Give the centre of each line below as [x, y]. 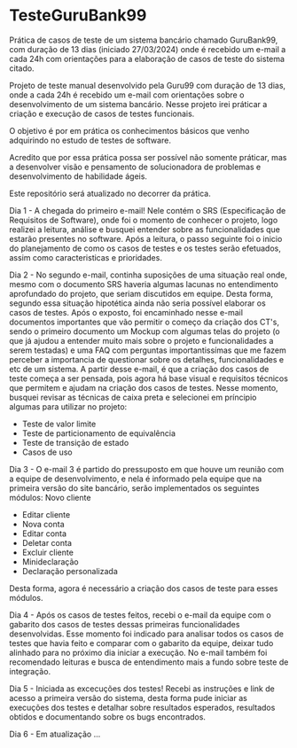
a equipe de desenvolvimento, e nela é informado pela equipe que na [136, 479]
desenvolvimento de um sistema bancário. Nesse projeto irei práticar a [138, 104]
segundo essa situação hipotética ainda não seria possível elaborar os [137, 303]
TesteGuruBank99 [78, 16]
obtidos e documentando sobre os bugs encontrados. [108, 717]
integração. [30, 671]
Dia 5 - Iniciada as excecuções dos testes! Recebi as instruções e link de [142, 689]
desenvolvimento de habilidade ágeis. [78, 176]
